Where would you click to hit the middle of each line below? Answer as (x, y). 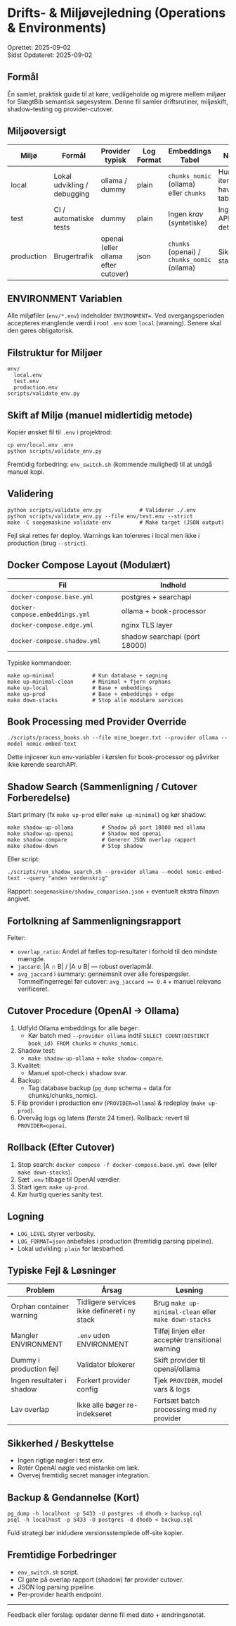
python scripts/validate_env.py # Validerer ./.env (102, 510)
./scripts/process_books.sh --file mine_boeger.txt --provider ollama (113, 738)
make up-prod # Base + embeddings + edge (91, 694)
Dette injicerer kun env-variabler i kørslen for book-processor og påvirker (113, 757)
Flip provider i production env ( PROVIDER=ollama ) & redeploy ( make (111, 1103)
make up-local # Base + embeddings (80, 688)
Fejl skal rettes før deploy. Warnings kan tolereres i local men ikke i (104, 535)
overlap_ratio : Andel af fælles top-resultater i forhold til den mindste (117, 951)
